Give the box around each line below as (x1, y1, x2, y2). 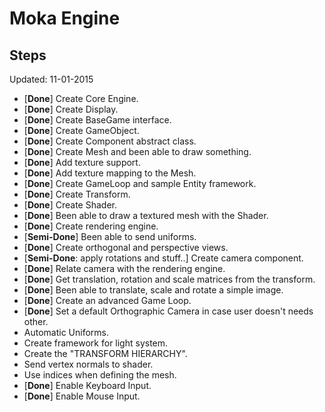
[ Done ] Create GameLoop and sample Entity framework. (23, 178, 257, 189)
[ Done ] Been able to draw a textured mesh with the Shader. (23, 210, 269, 221)
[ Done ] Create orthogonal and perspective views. (23, 242, 229, 253)
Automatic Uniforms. (23, 327, 110, 338)
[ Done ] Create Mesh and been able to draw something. (23, 146, 252, 157)
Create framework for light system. (23, 337, 169, 349)
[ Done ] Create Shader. (23, 199, 117, 211)
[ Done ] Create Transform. (23, 188, 131, 200)
